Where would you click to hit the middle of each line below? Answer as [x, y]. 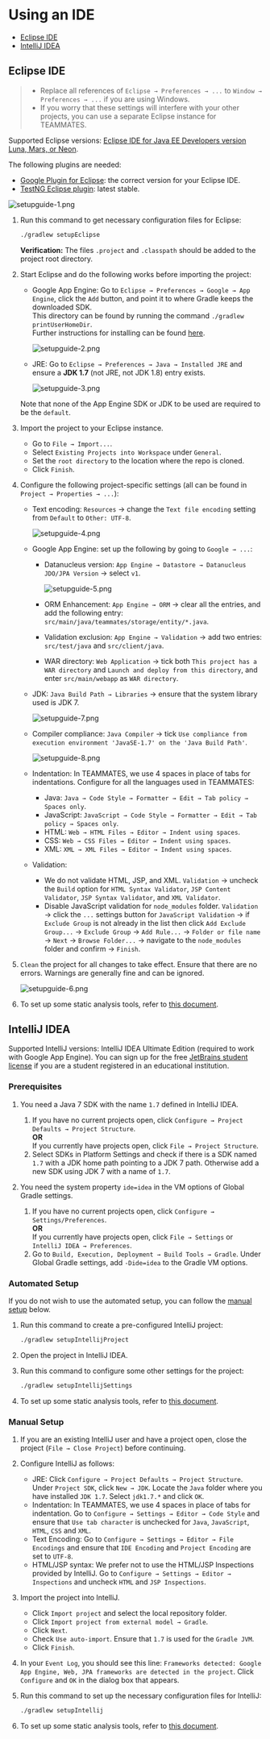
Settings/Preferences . [69, 1219]
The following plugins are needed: [65, 164]
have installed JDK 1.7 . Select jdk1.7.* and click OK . [118, 1496]
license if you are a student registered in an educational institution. [119, 1066]
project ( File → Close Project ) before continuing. [103, 1448]
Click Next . [50, 1630]
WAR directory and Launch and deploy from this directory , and [151, 670]
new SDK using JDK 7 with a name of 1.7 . [101, 1171]
